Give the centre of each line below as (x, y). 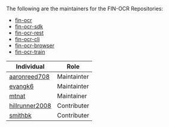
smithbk (20, 115)
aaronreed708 (30, 77)
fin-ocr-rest (29, 33)
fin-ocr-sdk (29, 27)
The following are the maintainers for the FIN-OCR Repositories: (84, 9)
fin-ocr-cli (27, 39)
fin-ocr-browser (35, 45)
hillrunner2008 (30, 106)
